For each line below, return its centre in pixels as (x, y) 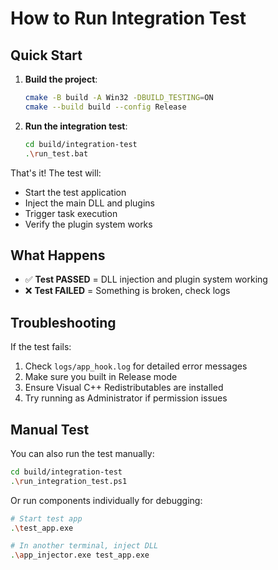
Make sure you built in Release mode (101, 377)
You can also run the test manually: (82, 453)
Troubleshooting (63, 322)
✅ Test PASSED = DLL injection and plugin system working (146, 279)
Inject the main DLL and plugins (89, 203)
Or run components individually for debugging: (106, 500)
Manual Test (50, 429)
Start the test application (75, 192)
